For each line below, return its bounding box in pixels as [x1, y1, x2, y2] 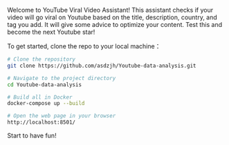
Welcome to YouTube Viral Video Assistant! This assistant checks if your [7, 6, 213, 14]
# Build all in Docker [7, 93, 73, 101]
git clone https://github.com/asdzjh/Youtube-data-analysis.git [7, 62, 196, 69]
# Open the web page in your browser [7, 113, 116, 119]
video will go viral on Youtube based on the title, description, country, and [7, 13, 218, 21]
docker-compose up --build [7, 100, 85, 107]
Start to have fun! [7, 131, 57, 139]
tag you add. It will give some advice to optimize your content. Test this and [7, 21, 223, 28]
